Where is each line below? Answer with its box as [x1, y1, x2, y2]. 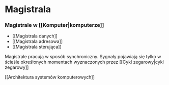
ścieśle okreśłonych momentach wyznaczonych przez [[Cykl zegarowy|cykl [5, 59, 164, 65]
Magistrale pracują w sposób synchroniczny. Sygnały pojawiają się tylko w [5, 54, 161, 60]
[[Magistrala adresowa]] [12, 38, 63, 45]
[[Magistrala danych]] [12, 33, 58, 39]
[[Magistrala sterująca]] [12, 44, 62, 50]
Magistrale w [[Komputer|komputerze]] [5, 22, 104, 29]
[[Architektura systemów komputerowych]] [5, 74, 95, 80]
